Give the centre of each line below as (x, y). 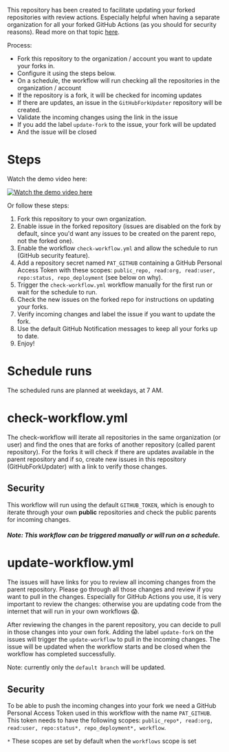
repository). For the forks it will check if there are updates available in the (111, 451)
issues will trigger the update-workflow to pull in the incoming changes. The (114, 640)
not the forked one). (45, 241)
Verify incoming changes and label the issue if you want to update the (116, 314)
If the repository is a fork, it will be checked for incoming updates (109, 95)
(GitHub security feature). (53, 255)
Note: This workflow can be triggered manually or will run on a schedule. (114, 535)
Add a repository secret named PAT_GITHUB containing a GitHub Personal (119, 263)
